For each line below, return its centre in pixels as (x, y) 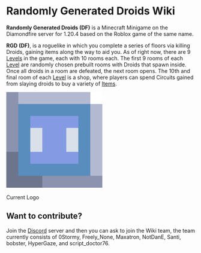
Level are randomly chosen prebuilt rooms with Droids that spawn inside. (97, 65)
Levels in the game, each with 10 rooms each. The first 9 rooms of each (95, 58)
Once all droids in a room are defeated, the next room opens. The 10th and (98, 71)
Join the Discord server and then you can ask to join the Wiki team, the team (100, 230)
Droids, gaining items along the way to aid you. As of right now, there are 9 (98, 51)
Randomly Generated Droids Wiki (91, 11)
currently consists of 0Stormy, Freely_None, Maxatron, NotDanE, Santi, (94, 237)
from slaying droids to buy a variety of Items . (61, 83)
